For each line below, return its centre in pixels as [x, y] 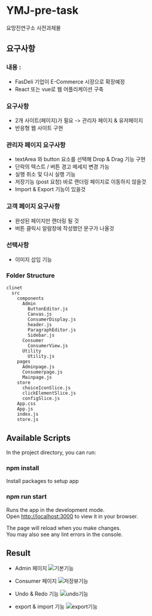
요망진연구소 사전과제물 [34, 28]
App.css [26, 404]
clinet [14, 288]
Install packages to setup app [42, 481]
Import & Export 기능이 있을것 [50, 189]
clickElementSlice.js [49, 393]
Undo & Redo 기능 [37, 594]
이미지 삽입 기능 [33, 259]
